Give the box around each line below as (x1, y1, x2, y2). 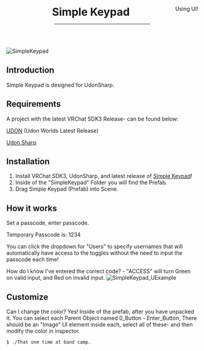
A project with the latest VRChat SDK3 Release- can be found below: (6, 115, 178, 122)
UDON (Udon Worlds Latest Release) (6, 127, 99, 134)
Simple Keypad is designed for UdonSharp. (6, 81, 114, 88)
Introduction (6, 65, 55, 76)
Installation (6, 157, 50, 167)
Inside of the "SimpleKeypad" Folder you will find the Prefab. (15, 179, 167, 186)
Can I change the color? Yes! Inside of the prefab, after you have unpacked (6, 308, 195, 316)
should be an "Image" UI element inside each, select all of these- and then (6, 321, 193, 328)
